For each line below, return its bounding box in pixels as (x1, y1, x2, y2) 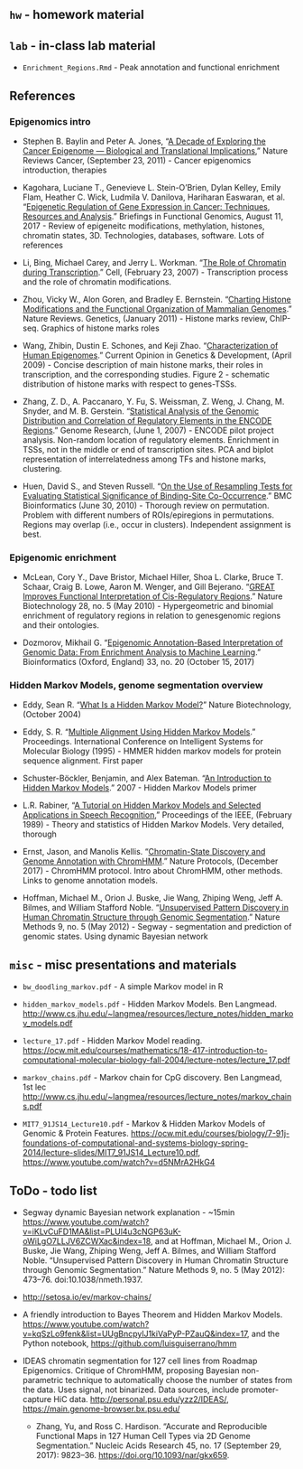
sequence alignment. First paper (22, 755, 143, 766)
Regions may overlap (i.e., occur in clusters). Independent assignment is (22, 519, 291, 529)
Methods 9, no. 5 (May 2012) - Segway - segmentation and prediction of (22, 922, 292, 932)
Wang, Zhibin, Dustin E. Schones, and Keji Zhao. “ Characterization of (22, 340, 279, 351)
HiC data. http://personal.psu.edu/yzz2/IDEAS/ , (53, 1394, 229, 1405)
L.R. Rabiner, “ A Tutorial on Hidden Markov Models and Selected (22, 800, 262, 811)
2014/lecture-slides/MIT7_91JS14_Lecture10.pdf (22, 1147, 198, 1158)
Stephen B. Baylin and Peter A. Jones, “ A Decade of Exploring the (22, 136, 266, 146)
